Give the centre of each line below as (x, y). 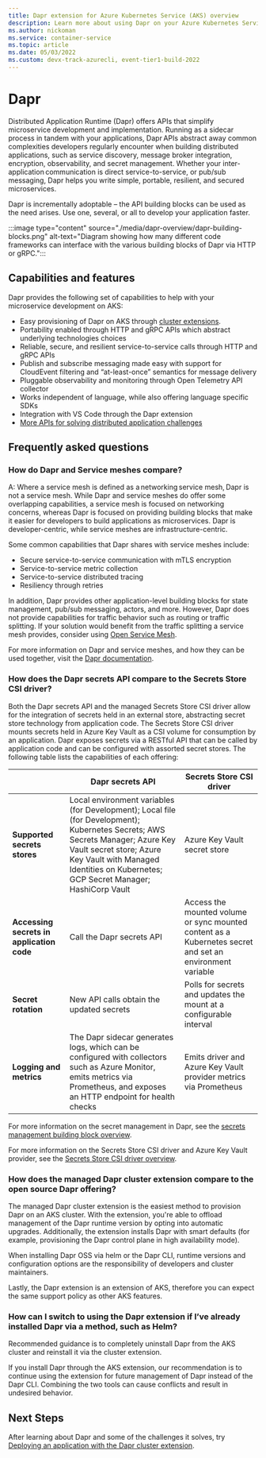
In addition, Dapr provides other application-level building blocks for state (128, 601)
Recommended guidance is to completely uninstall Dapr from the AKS (122, 1344)
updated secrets (100, 1009)
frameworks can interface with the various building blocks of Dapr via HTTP (132, 245)
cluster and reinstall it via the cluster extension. (85, 1352)
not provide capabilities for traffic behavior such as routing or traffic (119, 618)
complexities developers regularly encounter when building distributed (123, 146)
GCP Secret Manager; (110, 879)
